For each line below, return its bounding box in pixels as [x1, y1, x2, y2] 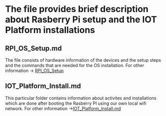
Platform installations [5, 25, 95, 36]
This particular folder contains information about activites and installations [5, 95, 157, 101]
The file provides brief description [5, 3, 149, 15]
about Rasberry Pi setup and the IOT [5, 14, 157, 25]
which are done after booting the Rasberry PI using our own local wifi [5, 100, 147, 106]
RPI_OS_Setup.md [5, 44, 62, 52]
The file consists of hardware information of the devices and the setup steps [5, 57, 161, 63]
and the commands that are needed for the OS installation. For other [5, 63, 145, 68]
